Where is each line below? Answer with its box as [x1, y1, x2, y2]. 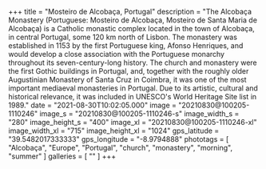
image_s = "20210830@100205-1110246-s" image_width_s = [39, 109, 240, 119]
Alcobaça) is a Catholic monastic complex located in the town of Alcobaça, [8, 24, 256, 33]
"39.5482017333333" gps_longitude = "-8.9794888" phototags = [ [8, 135, 229, 143]
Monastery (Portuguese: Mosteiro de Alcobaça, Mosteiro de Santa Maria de [8, 15, 258, 25]
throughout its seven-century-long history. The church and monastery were [8, 58, 257, 67]
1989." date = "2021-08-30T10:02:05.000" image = [8, 100, 177, 110]
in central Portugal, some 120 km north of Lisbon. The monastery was [8, 32, 238, 42]
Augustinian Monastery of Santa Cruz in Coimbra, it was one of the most [8, 75, 247, 84]
